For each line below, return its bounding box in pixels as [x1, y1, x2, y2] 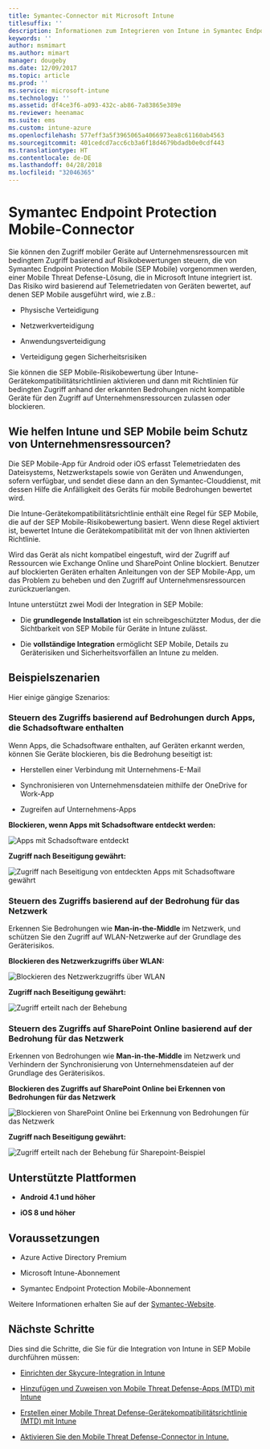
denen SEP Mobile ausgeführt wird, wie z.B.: [8, 289, 156, 299]
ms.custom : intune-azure [8, 124, 92, 132]
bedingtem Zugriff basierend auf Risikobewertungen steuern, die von [8, 255, 237, 265]
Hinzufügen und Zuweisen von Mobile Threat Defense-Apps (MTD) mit [19, 1383, 255, 1393]
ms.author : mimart [8, 49, 70, 57]
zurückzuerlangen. [8, 583, 71, 593]
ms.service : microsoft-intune [8, 86, 110, 95]
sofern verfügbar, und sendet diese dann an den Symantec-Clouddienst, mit [8, 476, 261, 485]
